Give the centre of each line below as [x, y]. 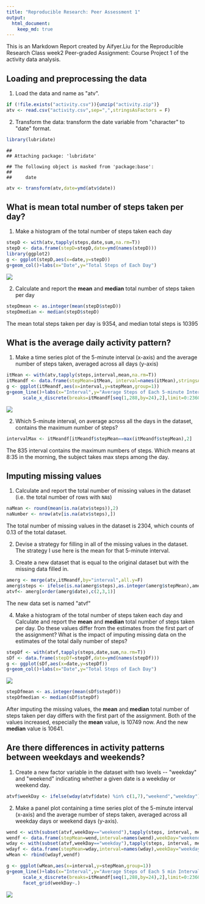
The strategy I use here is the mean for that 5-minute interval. [92, 551]
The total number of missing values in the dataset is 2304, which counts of [100, 526]
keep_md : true [35, 29]
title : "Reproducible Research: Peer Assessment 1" [73, 12]
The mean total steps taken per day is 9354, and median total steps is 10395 [102, 323]
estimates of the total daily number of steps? [71, 641]
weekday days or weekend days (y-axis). [67, 821]
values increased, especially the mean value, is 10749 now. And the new [97, 722]
